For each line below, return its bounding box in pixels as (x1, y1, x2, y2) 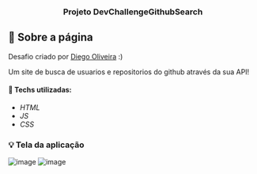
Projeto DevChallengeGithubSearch (62, 6, 203, 17)
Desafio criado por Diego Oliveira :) (8, 51, 123, 61)
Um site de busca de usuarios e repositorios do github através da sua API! (8, 66, 250, 77)
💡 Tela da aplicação (8, 139, 85, 150)
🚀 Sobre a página (8, 31, 93, 44)
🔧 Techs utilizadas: (8, 85, 73, 95)
